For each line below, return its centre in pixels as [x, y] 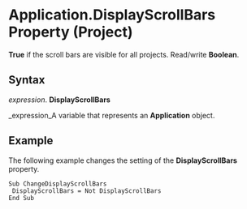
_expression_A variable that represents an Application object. [112, 115]
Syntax [27, 80]
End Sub [22, 198]
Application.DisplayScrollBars [112, 15]
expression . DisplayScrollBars [60, 100]
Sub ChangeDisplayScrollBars [58, 184]
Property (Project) [71, 32]
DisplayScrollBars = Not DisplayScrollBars [87, 191]
